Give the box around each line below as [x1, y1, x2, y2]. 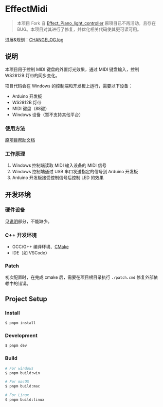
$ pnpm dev [5, 343, 27, 348]
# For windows [5, 366, 34, 371]
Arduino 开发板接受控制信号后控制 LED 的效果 [12, 175, 104, 181]
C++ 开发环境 [5, 231, 37, 238]
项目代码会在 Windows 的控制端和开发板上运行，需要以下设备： [5, 83, 133, 89]
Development [5, 332, 38, 339]
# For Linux [5, 393, 29, 398]
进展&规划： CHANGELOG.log [5, 37, 64, 43]
